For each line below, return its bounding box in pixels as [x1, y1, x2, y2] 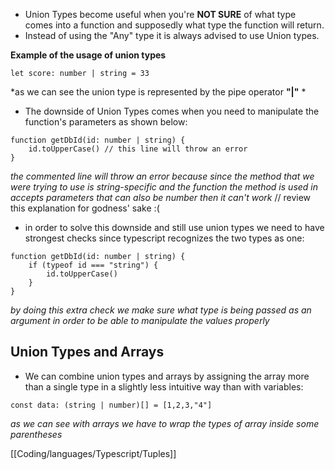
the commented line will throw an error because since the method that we [10, 170, 315, 182]
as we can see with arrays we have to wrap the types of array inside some [10, 417, 320, 429]
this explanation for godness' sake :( [10, 202, 160, 214]
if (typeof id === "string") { [28, 260, 159, 270]
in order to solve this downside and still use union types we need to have [24, 222, 325, 233]
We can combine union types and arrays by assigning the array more [24, 370, 310, 382]
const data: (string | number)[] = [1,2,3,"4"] [10, 400, 213, 410]
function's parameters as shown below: [24, 116, 188, 128]
